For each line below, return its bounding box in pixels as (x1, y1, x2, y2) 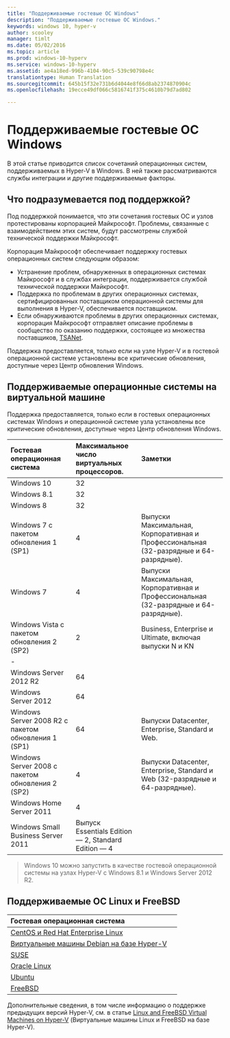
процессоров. (75, 467, 124, 476)
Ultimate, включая (141, 633, 201, 642)
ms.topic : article (7, 49, 60, 56)
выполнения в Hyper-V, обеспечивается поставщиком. (16, 304, 178, 312)
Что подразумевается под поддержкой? (7, 193, 191, 206)
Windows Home (10, 798, 62, 807)
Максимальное (75, 440, 129, 450)
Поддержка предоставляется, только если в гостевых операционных (7, 410, 211, 418)
